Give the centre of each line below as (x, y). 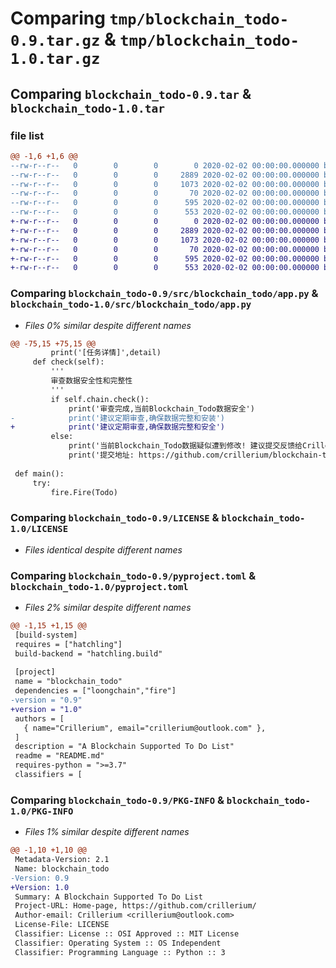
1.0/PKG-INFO (42, 811)
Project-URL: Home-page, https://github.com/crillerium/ (135, 906)
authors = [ (39, 718)
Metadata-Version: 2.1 (62, 860)
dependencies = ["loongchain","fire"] (95, 691)
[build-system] (46, 635)
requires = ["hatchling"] (68, 644)
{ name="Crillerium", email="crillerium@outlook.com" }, (145, 728)
